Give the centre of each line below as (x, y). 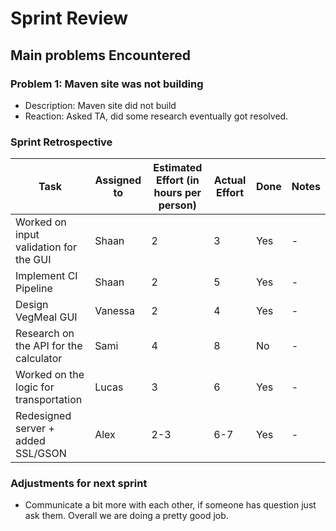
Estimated (178, 168)
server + (35, 429)
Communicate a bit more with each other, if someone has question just (170, 505)
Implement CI (46, 276)
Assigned (118, 180)
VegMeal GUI (46, 317)
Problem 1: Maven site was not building (107, 84)
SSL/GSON (41, 454)
